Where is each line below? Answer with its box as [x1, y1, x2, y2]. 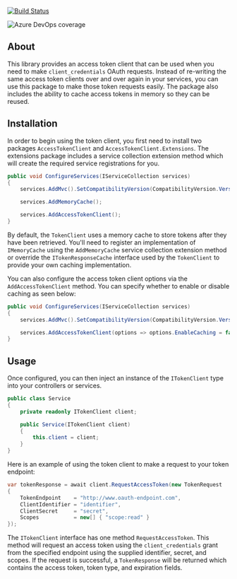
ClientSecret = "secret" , [20, 508, 109, 515]
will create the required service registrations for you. [7, 159, 160, 168]
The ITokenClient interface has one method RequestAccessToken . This [7, 534, 209, 542]
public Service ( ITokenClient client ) [20, 421, 131, 428]
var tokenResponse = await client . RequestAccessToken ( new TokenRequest [7, 481, 222, 489]
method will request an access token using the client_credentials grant [7, 541, 219, 549]
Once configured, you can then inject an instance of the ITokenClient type [7, 374, 224, 382]
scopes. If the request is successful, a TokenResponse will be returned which [7, 556, 227, 565]
